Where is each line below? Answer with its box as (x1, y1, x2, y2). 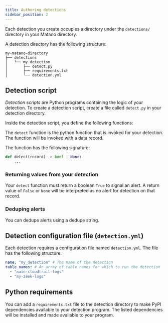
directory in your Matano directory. (5, 31, 77, 37)
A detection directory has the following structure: (5, 41, 107, 47)
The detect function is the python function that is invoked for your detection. (5, 130, 163, 136)
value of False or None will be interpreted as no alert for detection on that (5, 188, 155, 194)
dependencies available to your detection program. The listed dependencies (5, 306, 163, 312)
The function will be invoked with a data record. (5, 135, 104, 141)
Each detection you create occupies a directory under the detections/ (5, 26, 150, 32)
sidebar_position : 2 (5, 12, 49, 17)
